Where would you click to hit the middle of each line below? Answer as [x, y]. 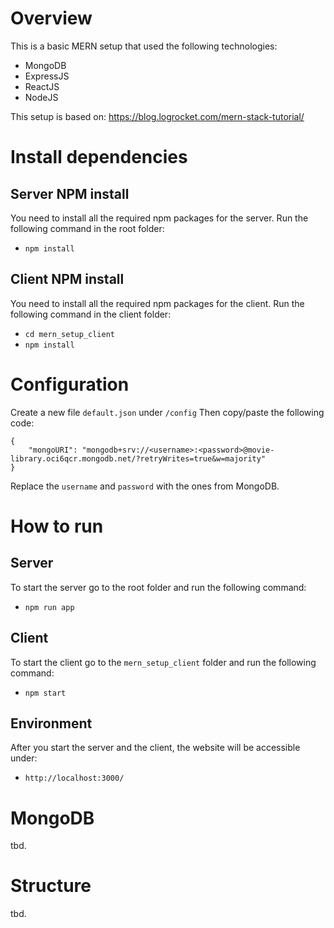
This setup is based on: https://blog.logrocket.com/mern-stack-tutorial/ [157, 116]
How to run [57, 526]
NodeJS [41, 97]
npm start [45, 693]
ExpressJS [47, 76]
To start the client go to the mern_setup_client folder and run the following [163, 662]
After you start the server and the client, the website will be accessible [155, 748]
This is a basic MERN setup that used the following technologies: [144, 46]
